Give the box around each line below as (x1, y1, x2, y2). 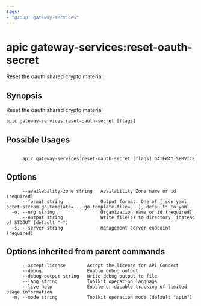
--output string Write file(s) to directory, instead (22, 214, 196, 220)
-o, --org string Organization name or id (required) (11, 209, 193, 215)
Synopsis (6, 90, 42, 101)
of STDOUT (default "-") (6, 219, 69, 226)
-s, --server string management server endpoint (11, 225, 171, 231)
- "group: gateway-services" (6, 14, 79, 20)
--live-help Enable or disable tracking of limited (22, 284, 187, 290)
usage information (6, 289, 52, 295)
